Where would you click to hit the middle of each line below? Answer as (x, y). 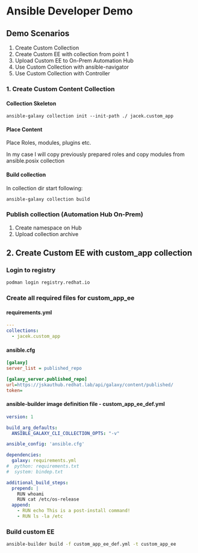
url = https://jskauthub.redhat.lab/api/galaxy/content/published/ (90, 385)
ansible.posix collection (36, 161)
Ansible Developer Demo (70, 11)
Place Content (24, 129)
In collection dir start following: (45, 188)
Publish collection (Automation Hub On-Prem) (75, 214)
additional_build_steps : (37, 483)
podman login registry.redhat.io (48, 283)
